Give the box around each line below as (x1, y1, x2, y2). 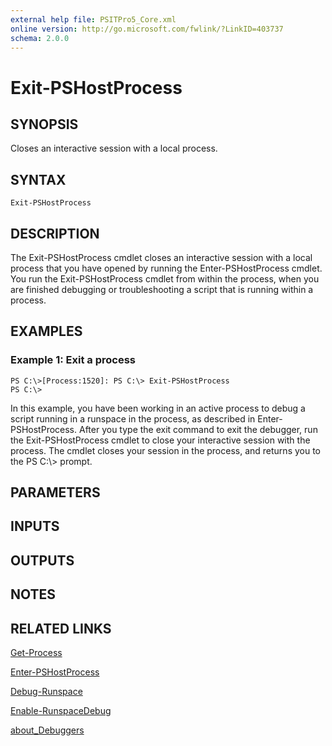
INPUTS (10, 518, 60, 535)
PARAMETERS (10, 484, 101, 501)
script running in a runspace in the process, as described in (10, 412, 256, 425)
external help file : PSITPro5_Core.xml (10, 14, 177, 25)
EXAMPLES (10, 323, 83, 340)
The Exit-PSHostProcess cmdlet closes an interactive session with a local (10, 252, 313, 263)
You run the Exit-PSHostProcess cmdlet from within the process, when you (10, 273, 320, 285)
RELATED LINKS (10, 620, 112, 637)
